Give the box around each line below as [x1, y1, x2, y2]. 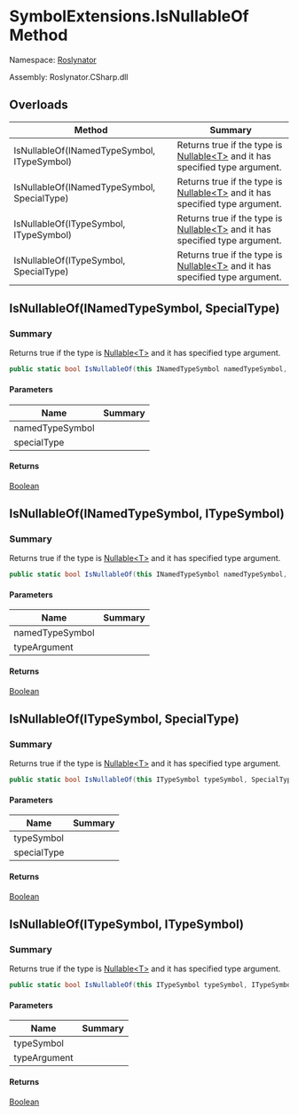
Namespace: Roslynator [9, 54, 98, 65]
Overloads [9, 98, 68, 113]
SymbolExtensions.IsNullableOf [9, 6, 250, 27]
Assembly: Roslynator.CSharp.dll [9, 71, 129, 82]
